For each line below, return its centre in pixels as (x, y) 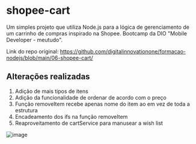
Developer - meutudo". (35, 40)
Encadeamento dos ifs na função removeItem (71, 116)
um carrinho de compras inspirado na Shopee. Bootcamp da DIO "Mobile (97, 33)
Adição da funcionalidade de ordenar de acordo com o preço (90, 97)
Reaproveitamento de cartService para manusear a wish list (89, 123)
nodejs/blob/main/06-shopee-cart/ (50, 58)
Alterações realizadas (48, 76)
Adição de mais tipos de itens (51, 91)
